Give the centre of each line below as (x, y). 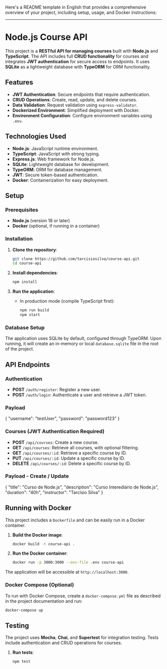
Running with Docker (38, 508)
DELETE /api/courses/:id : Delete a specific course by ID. (72, 463)
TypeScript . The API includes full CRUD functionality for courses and (77, 56)
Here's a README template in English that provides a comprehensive (76, 7)
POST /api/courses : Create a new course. (55, 442)
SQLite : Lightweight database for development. (61, 164)
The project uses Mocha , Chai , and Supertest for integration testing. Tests (82, 638)
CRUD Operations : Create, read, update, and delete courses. (75, 99)
